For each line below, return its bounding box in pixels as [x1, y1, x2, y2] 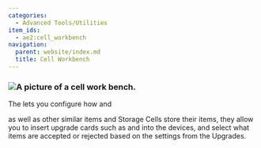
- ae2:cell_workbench [15, 33, 87, 42]
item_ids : [8, 26, 41, 34]
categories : [8, 11, 47, 20]
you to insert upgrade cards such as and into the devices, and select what [8, 123, 250, 132]
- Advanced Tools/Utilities [15, 19, 108, 27]
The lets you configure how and [8, 99, 112, 109]
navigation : [8, 41, 47, 49]
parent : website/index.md [15, 48, 101, 56]
